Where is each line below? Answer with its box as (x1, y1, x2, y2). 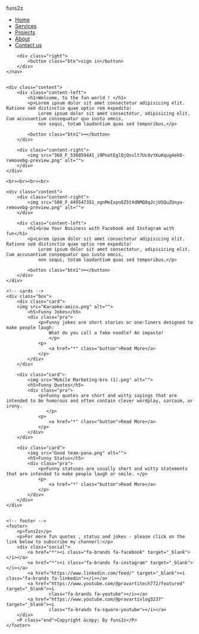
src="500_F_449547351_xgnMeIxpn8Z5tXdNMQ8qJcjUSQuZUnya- (41, 199, 185, 205)
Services (14, 23, 37, 29)
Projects (14, 29, 36, 36)
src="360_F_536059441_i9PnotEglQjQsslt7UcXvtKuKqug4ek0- (41, 152, 185, 158)
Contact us (14, 42, 42, 48)
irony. (6, 403, 23, 409)
